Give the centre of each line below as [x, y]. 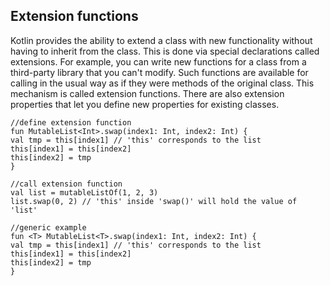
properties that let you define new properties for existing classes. [145, 104]
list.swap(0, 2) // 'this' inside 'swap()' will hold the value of [154, 201]
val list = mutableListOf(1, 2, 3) [84, 192]
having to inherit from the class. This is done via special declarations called [165, 51]
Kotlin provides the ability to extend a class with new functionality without [161, 40]
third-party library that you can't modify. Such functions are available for [159, 72]
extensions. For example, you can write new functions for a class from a [158, 61]
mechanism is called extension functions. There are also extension [147, 93]
